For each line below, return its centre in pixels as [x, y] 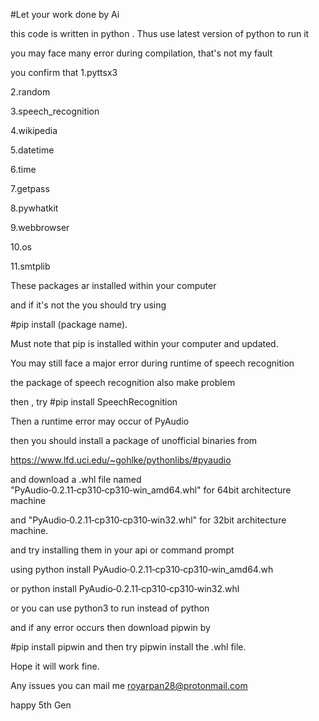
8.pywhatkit [34, 208]
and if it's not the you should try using [88, 305]
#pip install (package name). [69, 324]
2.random [30, 92]
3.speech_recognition [55, 111]
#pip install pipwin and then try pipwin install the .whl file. [128, 647]
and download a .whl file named [76, 479]
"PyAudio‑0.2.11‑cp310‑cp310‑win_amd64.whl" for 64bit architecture [151, 490]
